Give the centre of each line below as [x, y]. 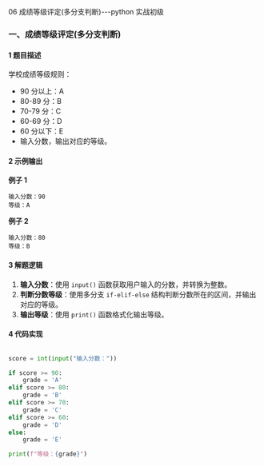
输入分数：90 [27, 197]
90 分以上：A [42, 91]
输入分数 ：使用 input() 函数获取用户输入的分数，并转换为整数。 [126, 284]
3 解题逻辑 [26, 265]
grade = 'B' [42, 395]
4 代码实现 [26, 334]
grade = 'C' [42, 410]
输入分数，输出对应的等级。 [66, 141]
